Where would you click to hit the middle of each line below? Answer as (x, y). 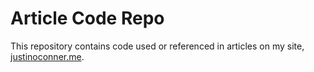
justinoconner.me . (47, 56)
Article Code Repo (87, 18)
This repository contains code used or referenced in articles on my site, (157, 46)
